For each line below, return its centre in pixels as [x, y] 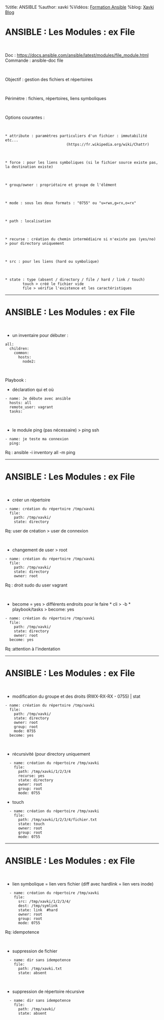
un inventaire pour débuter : [40, 335]
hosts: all [20, 403]
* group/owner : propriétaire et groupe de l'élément [61, 185]
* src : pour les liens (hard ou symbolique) [52, 261]
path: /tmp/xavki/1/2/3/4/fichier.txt [57, 819]
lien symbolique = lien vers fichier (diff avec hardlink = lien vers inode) [83, 884]
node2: [29, 361]
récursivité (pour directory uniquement [51, 754]
